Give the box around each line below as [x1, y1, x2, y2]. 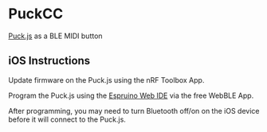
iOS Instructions [8, 54, 91, 68]
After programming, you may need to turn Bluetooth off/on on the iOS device [8, 106, 260, 115]
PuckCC [8, 5, 64, 23]
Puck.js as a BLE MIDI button [8, 31, 103, 41]
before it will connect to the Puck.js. [8, 115, 126, 124]
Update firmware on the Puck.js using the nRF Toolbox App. [8, 75, 205, 84]
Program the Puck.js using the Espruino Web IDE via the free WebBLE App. [8, 91, 254, 100]
